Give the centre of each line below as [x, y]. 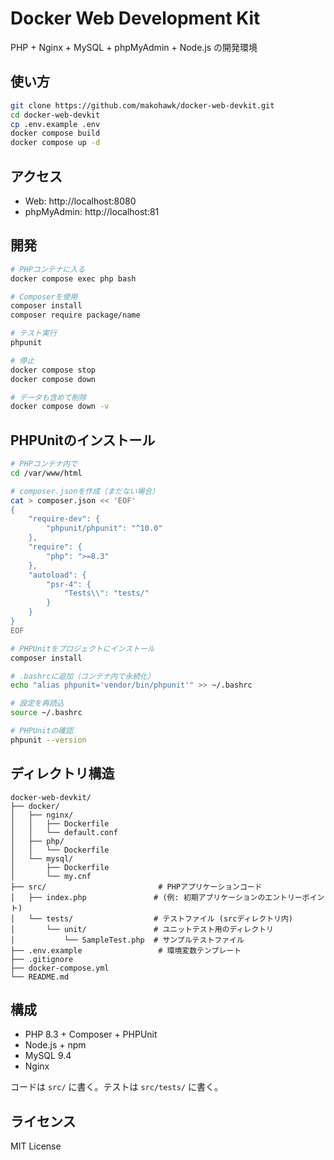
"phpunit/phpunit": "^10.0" [104, 528]
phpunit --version [48, 740]
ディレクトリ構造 [62, 773]
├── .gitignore [42, 959]
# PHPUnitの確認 [42, 731]
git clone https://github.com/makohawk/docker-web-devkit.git [142, 105]
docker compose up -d [55, 143]
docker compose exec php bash [73, 278]
